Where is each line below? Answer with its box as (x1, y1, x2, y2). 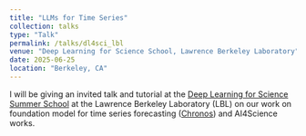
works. (9, 117, 36, 128)
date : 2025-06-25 (9, 55, 76, 64)
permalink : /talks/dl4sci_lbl (9, 38, 125, 48)
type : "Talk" (9, 30, 59, 39)
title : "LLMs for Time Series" (9, 13, 128, 23)
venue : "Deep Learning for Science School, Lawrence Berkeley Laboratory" (9, 47, 300, 56)
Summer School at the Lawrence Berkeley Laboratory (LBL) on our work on (9, 98, 292, 109)
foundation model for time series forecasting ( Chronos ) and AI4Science (9, 108, 278, 119)
